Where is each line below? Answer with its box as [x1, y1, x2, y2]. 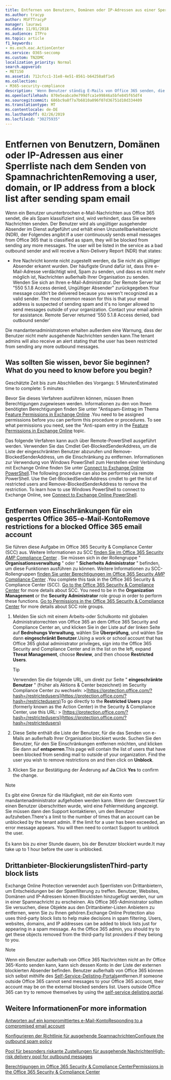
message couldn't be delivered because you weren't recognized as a [12, 290, 158, 296]
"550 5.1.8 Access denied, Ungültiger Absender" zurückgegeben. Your [12, 284, 159, 291]
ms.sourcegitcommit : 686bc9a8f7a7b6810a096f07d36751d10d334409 [5, 97, 142, 103]
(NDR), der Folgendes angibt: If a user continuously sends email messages [5, 231, 161, 237]
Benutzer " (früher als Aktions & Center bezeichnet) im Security [12, 682, 147, 688]
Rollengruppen [5, 571, 37, 577]
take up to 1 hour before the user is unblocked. [5, 846, 103, 852]
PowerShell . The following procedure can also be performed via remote [5, 470, 154, 476]
